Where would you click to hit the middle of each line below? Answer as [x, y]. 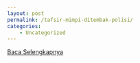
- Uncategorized [43, 33]
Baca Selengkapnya [35, 52]
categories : [24, 26]
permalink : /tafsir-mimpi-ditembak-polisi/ [70, 20]
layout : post [26, 13]
